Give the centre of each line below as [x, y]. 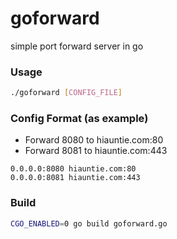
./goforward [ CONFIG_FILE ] [66, 93]
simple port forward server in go [77, 46]
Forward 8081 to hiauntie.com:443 [96, 151]
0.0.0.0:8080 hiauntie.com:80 [73, 169]
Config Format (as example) [79, 119]
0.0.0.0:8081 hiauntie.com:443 [75, 178]
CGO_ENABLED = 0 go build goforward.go [89, 223]
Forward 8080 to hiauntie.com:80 [94, 140]
